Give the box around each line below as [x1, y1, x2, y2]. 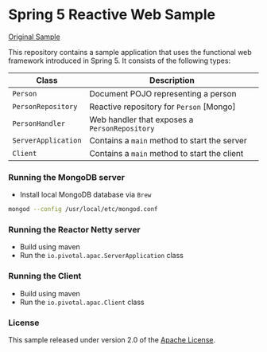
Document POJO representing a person [89, 88, 237, 99]
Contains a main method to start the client [89, 147, 244, 158]
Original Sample [8, 32, 61, 41]
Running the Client [8, 271, 82, 282]
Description [149, 74, 195, 85]
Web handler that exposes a [89, 114, 194, 125]
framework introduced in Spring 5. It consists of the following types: [8, 56, 231, 65]
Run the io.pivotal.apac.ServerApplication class [19, 251, 184, 260]
